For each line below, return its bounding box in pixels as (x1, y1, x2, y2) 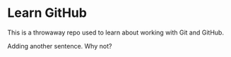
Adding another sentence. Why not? (7, 42, 112, 50)
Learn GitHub (7, 5, 87, 21)
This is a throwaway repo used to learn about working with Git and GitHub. (7, 28, 225, 37)
